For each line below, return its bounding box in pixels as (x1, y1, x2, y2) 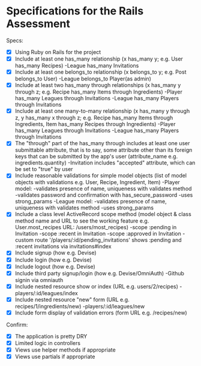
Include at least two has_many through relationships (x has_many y (14, 82, 181, 89)
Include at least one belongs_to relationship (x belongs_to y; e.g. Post (14, 68, 187, 76)
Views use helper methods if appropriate (14, 346, 116, 353)
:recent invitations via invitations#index (14, 243, 112, 250)
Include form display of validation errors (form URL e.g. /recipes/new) (14, 309, 187, 316)
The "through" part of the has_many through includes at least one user (14, 140, 190, 147)
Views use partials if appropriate (14, 353, 95, 361)
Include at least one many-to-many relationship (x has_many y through (14, 107, 190, 115)
